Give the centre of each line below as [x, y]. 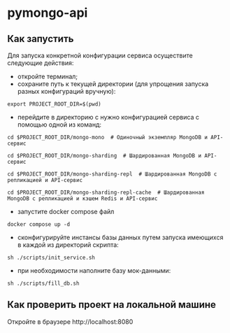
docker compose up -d [39, 225]
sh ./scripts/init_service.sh [51, 257]
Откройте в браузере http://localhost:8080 [70, 321]
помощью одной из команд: [59, 125]
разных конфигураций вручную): [66, 91]
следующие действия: [41, 63]
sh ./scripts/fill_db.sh [43, 283]
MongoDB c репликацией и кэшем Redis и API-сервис [82, 199]
